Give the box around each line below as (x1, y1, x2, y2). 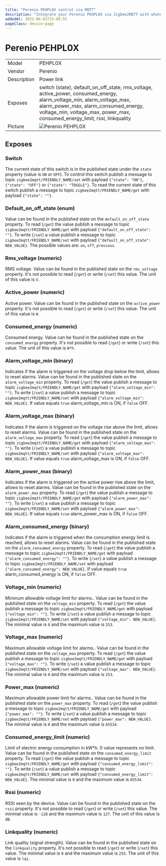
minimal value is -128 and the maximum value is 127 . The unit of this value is (5, 810, 160, 816)
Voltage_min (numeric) (5, 584, 62, 591)
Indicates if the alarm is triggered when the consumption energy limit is (5, 534, 150, 541)
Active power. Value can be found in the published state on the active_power (5, 300, 161, 306)
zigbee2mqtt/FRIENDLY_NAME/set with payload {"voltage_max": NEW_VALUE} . (5, 666, 157, 672)
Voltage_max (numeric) (5, 633, 63, 640)
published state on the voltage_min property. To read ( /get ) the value (5, 600, 146, 606)
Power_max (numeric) (5, 683, 59, 690)
